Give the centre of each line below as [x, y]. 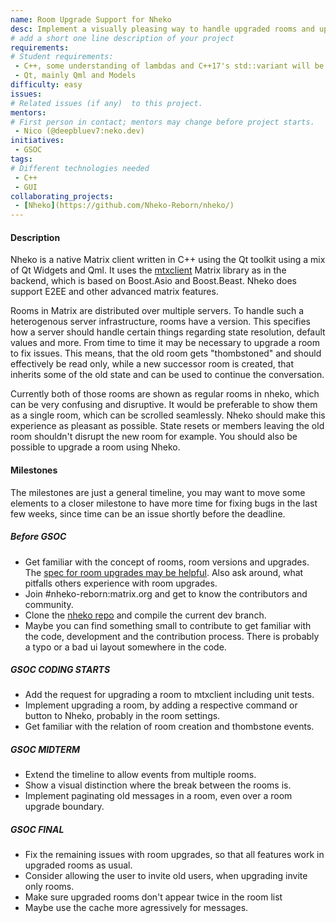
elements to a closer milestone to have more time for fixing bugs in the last [164, 503]
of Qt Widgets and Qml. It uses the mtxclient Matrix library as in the [148, 270]
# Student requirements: [62, 57]
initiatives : [37, 141]
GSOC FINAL [37, 830]
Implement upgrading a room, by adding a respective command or [161, 705]
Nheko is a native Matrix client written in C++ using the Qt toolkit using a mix [168, 260]
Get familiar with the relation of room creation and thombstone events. [169, 727]
